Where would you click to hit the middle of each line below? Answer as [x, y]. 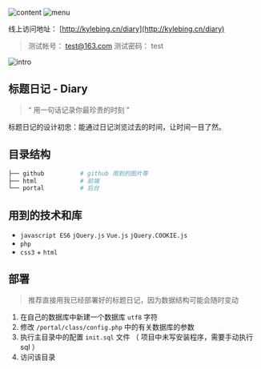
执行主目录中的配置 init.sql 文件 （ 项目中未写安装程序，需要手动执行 [137, 337]
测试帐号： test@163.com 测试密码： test [96, 46]
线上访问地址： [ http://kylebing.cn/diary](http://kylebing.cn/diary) [116, 29]
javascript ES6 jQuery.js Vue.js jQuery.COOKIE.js [104, 236]
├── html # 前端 [54, 181]
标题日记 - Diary [48, 89]
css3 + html [39, 252]
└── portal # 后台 [54, 188]
